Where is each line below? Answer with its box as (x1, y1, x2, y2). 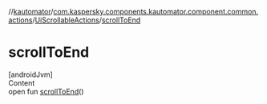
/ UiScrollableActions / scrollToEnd (31, 15, 141, 25)
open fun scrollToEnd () (8, 86, 84, 96)
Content (8, 78, 35, 87)
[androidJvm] (8, 70, 54, 79)
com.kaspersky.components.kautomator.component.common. (53, 7, 259, 16)
